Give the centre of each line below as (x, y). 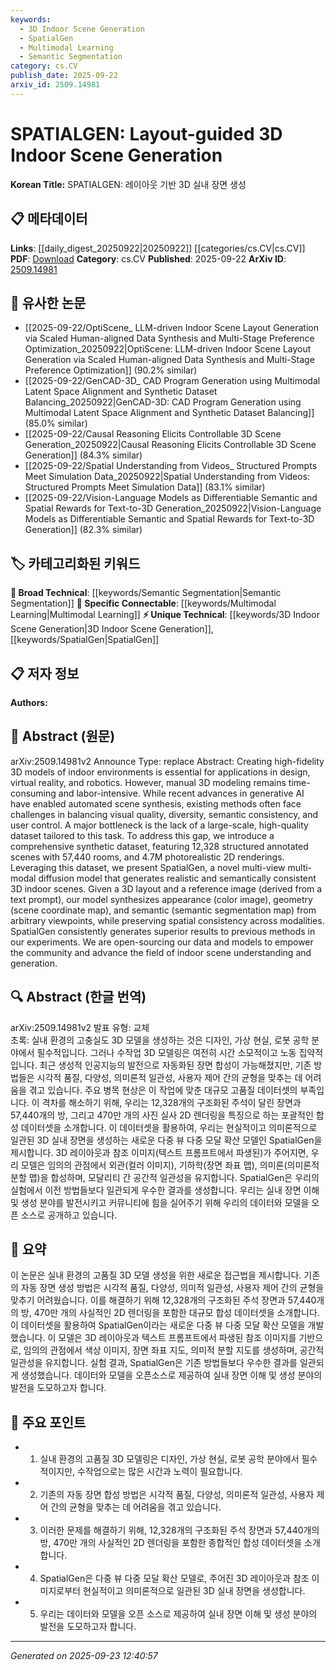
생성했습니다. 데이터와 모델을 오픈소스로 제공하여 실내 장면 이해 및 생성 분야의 (171, 1375)
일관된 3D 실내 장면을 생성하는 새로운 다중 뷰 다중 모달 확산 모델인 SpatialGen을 (166, 1140)
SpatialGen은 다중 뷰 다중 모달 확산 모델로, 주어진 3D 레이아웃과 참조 (174, 1578)
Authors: (29, 702)
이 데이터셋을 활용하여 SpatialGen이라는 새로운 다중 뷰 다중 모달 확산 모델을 (158, 1325)
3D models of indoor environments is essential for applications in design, (160, 772)
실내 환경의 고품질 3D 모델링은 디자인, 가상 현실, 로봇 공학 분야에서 (169, 1459)
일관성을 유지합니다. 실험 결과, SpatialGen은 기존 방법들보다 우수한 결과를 (154, 1363)
